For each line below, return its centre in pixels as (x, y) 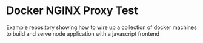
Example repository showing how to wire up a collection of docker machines (101, 27)
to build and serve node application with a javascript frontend (83, 33)
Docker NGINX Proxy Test (72, 11)
